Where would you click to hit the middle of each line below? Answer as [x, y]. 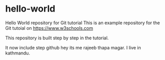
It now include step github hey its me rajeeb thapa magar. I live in [73, 47]
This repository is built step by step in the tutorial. [57, 38]
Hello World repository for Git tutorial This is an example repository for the [83, 23]
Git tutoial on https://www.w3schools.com [49, 28]
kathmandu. [18, 53]
